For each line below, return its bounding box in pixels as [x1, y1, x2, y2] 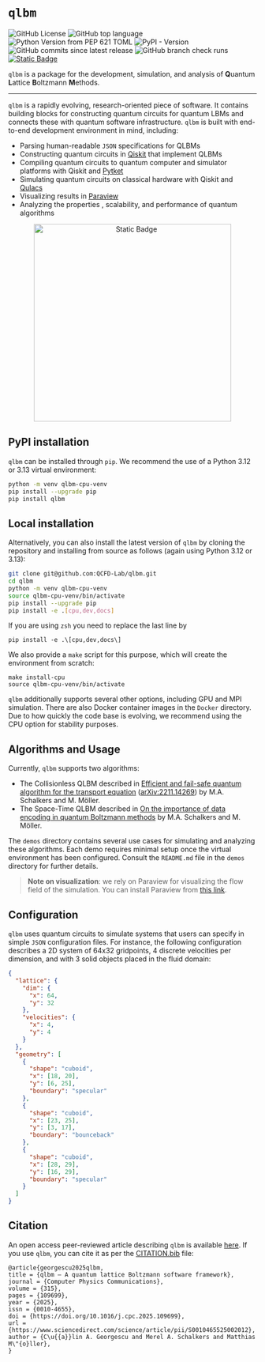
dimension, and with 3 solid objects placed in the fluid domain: [8, 954, 211, 964]
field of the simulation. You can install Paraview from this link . [27, 885, 227, 895]
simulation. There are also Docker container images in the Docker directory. [8, 703, 252, 712]
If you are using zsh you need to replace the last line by [8, 621, 188, 630]
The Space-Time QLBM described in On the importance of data [19, 804, 226, 813]
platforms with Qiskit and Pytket [19, 166, 124, 175]
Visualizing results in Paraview [19, 191, 119, 201]
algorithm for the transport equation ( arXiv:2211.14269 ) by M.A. [19, 787, 225, 797]
